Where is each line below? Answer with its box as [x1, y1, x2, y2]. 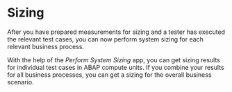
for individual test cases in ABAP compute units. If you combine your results [7, 63, 224, 71]
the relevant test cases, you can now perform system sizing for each [7, 35, 204, 43]
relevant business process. [7, 42, 85, 50]
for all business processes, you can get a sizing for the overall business [7, 71, 212, 79]
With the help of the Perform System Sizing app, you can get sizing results [7, 55, 220, 64]
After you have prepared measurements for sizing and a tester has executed [7, 28, 226, 36]
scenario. [7, 77, 34, 86]
